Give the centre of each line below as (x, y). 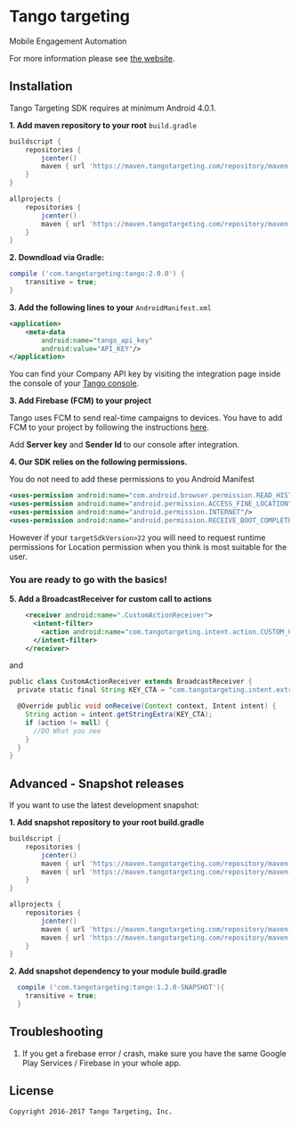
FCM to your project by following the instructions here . (109, 427)
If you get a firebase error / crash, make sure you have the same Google (154, 1053)
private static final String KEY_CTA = (91, 690)
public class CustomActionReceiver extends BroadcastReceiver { (131, 682)
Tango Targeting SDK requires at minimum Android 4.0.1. (113, 108)
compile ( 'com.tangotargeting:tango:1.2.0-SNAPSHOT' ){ (121, 988)
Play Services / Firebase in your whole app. (101, 1063)
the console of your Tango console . (74, 383)
